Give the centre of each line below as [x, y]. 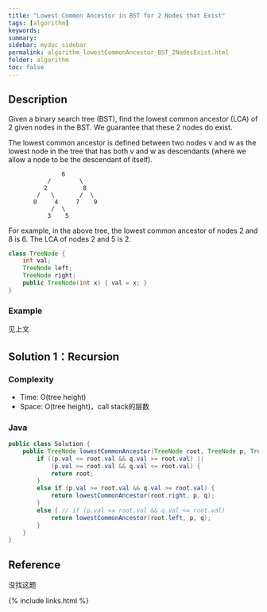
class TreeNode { [37, 254]
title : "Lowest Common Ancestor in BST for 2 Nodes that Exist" [117, 15]
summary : [23, 38]
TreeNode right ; [50, 276]
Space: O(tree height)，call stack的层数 [84, 406]
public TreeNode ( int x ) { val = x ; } [85, 283]
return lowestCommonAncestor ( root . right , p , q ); [133, 496]
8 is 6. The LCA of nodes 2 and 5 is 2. [70, 238]
